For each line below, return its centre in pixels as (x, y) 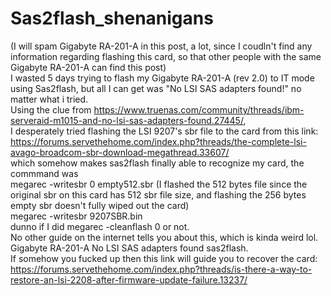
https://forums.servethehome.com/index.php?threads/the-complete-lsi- (158, 141)
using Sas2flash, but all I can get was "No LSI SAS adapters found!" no (156, 88)
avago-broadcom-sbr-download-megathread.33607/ (120, 152)
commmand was (44, 173)
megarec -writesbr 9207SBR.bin (76, 216)
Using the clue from (51, 109)
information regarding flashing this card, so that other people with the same (166, 56)
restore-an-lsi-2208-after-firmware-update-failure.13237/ (129, 279)
